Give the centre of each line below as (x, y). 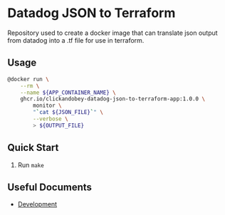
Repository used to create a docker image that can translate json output (113, 33)
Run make (31, 164)
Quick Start (33, 148)
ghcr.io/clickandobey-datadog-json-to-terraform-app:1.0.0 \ (112, 99)
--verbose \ (51, 119)
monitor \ (47, 106)
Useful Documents (50, 187)
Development (37, 204)
